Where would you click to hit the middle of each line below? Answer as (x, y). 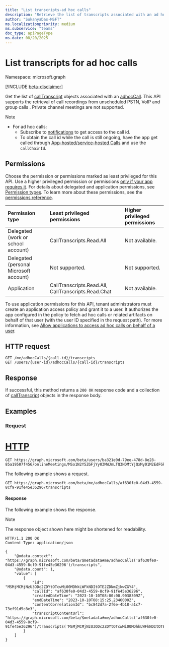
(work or (18, 237)
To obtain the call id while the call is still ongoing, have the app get (89, 137)
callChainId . (33, 148)
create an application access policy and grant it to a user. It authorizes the (82, 309)
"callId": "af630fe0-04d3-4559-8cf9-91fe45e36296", (87, 591)
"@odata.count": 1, (35, 569)
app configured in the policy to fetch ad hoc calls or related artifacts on (79, 314)
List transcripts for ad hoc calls (71, 63)
